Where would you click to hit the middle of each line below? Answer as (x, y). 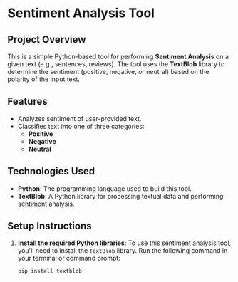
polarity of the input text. (43, 79)
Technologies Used (51, 171)
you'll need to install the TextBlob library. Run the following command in (123, 251)
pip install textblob (50, 271)
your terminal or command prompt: (69, 258)
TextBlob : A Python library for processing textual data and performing (120, 196)
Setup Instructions (50, 226)
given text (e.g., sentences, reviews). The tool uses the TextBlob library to (116, 64)
